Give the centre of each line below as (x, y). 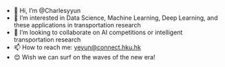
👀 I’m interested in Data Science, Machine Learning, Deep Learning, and (116, 18)
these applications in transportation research (77, 25)
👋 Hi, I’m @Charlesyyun (47, 11)
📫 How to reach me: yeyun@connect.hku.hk (77, 47)
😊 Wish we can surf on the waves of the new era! (85, 57)
